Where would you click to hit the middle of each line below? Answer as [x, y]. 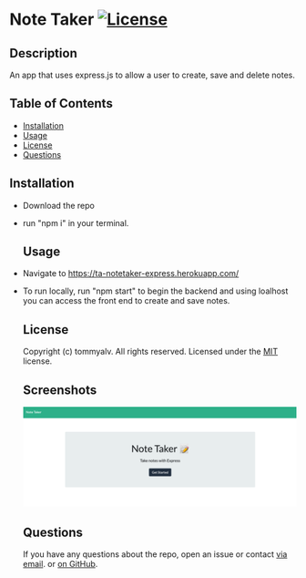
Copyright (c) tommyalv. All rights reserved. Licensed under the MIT [150, 352]
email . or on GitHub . [60, 564]
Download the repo [59, 205]
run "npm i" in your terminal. [76, 222]
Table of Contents [61, 103]
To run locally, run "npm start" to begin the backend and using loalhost [155, 291]
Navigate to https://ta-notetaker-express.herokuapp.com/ [131, 274]
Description [43, 53]
